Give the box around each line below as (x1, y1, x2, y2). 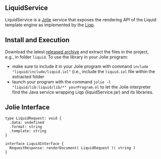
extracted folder (12, 74, 45, 79)
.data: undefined (9, 120, 45, 125)
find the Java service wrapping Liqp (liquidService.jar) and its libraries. (12, 89, 154, 95)
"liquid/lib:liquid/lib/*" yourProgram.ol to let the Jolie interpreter (12, 84, 151, 90)
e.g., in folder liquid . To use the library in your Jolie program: (5, 54, 128, 60)
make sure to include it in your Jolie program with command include (12, 63, 149, 69)
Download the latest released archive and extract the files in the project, (5, 48, 149, 55)
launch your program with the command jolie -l (12, 79, 111, 84)
